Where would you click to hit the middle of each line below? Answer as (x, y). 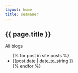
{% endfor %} (27, 66)
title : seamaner (22, 14)
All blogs (14, 46)
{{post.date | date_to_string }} (43, 61)
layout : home (19, 10)
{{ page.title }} (28, 34)
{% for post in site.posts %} (41, 56)
